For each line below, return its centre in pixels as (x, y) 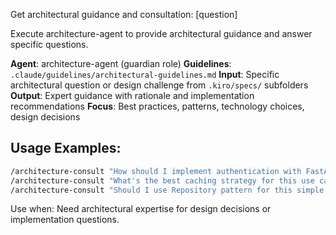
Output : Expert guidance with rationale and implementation (132, 95)
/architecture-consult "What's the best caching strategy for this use (162, 180)
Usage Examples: (66, 148)
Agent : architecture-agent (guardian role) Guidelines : (121, 63)
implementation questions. (65, 220)
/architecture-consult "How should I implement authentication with (156, 171)
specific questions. (49, 44)
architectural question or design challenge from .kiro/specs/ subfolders (159, 85)
